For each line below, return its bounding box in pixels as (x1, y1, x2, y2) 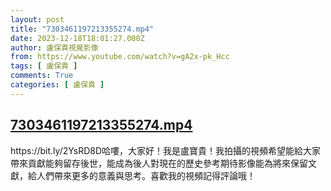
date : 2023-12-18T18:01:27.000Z (10, 33, 145, 43)
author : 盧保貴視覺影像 (10, 42, 99, 53)
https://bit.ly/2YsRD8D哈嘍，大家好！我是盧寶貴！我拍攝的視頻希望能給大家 (10, 144, 322, 156)
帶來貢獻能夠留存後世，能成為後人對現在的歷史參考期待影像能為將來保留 (10, 157, 308, 169)
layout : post (10, 14, 65, 25)
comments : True (10, 71, 74, 81)
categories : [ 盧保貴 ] (10, 80, 105, 90)
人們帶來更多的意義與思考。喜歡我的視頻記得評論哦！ (36, 169, 256, 181)
